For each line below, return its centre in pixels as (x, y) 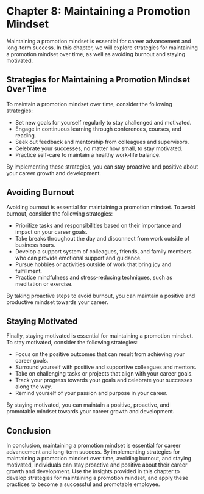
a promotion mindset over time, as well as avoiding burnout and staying (96, 54)
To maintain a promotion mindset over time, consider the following (89, 104)
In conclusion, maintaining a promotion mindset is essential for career (93, 445)
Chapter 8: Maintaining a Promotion (98, 11)
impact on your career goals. (51, 232)
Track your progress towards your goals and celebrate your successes (104, 380)
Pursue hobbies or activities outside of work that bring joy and (93, 264)
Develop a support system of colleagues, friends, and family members (103, 251)
